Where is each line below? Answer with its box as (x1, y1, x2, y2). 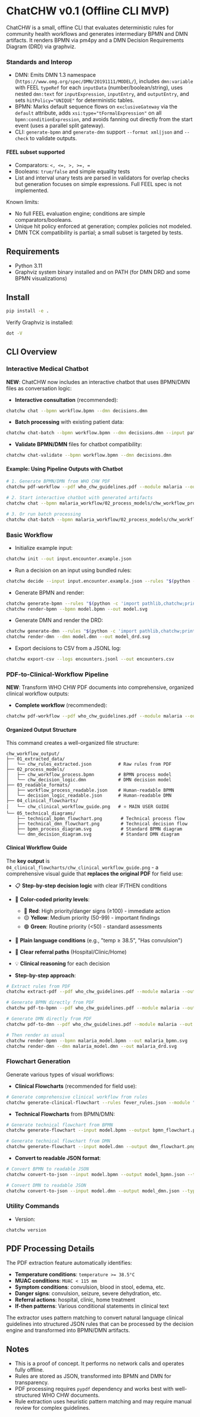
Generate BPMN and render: (14, 589, 85, 596)
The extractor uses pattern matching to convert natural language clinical (6, 1314, 183, 1322)
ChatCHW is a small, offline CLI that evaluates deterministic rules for (6, 24, 174, 31)
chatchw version (6, 1227, 46, 1233)
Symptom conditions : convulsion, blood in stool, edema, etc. (14, 1283, 165, 1291)
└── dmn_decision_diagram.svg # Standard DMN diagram (17, 831, 180, 837)
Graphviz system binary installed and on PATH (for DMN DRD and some (14, 268, 190, 276)
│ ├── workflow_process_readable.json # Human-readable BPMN (6, 787, 174, 794)
